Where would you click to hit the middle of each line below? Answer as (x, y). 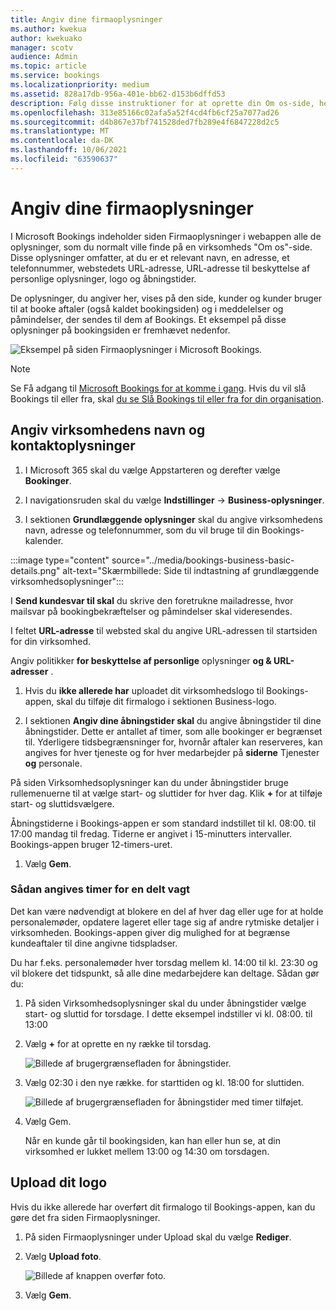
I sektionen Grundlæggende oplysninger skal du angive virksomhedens (173, 519)
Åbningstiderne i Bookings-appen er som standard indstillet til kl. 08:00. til (163, 823)
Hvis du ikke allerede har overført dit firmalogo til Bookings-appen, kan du (163, 1207)
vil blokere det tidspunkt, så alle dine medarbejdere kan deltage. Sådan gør (165, 973)
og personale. (53, 763)
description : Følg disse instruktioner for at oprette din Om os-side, (162, 103)
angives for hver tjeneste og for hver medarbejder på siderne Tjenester (172, 752)
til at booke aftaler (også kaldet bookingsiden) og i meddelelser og (147, 308)
